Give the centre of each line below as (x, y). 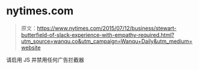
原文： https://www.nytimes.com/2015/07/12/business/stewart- (99, 28)
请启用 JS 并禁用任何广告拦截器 (45, 59)
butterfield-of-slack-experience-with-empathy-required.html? (97, 34)
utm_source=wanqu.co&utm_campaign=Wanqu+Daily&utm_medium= (107, 41)
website (31, 47)
